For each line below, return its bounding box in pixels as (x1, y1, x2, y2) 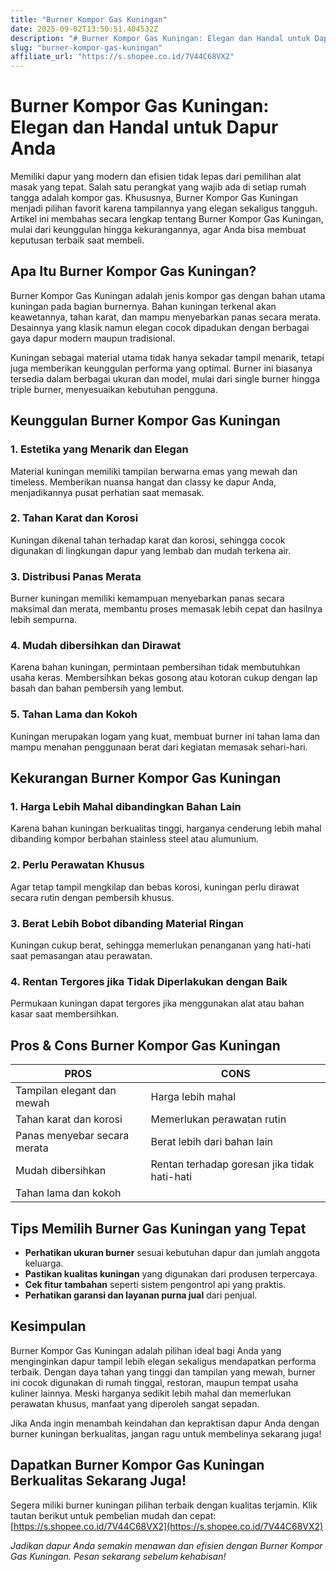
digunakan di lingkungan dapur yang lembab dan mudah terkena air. (10, 544, 292, 556)
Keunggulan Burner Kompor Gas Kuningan (10, 412, 281, 430)
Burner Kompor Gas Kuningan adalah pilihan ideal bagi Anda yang (10, 1344, 282, 1356)
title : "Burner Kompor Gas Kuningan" (10, 14, 168, 25)
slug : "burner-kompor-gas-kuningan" (10, 42, 163, 53)
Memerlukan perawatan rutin (150, 1112, 287, 1126)
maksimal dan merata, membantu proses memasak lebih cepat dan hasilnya (10, 603, 323, 615)
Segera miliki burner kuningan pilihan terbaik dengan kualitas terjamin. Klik (10, 1499, 318, 1511)
